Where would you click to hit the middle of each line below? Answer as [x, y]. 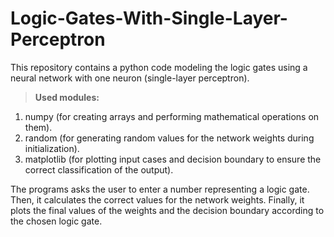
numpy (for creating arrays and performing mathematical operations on [172, 116]
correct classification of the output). [99, 169]
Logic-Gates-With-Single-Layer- [149, 18]
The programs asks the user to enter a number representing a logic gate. [160, 189]
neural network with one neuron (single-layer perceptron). [130, 78]
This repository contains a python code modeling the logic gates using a [159, 67]
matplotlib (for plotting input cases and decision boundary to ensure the [173, 159]
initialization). [52, 148]
